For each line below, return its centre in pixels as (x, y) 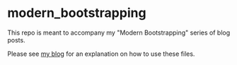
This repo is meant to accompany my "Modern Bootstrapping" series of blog (119, 32)
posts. (17, 40)
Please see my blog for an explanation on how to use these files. (101, 54)
